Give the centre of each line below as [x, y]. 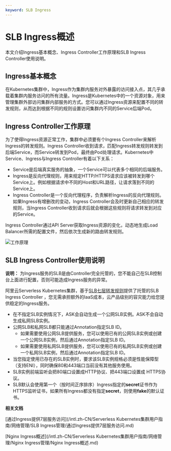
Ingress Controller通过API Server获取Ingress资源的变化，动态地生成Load [82, 225]
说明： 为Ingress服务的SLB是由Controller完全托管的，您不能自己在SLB [79, 273]
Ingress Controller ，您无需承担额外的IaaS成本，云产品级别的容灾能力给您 [83, 297]
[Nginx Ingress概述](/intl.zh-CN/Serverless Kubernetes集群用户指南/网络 [81, 436]
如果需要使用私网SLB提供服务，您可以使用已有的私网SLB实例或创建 [91, 346]
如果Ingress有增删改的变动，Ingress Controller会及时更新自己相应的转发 [88, 201]
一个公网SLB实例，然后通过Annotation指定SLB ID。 [74, 340]
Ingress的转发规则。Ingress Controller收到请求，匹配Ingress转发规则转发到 [84, 146]
